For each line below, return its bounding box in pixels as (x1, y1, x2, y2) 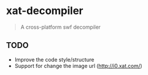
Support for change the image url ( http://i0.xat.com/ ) (14, 62, 143, 69)
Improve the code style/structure (14, 56, 95, 63)
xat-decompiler (6, 4, 83, 18)
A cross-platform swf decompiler (20, 23, 101, 30)
